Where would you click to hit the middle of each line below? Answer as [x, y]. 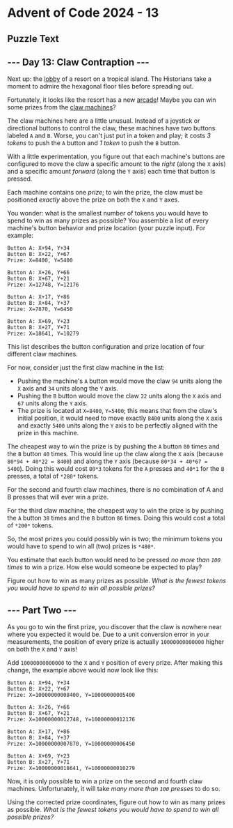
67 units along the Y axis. [53, 403]
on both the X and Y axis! [42, 649]
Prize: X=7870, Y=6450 [40, 309]
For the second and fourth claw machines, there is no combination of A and [115, 490]
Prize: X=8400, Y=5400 [40, 261]
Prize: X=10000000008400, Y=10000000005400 [71, 695]
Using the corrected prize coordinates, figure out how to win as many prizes [116, 802]
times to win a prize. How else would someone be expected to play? [105, 567]
